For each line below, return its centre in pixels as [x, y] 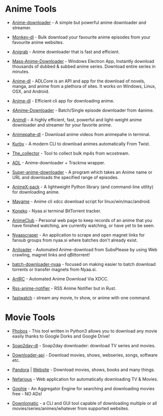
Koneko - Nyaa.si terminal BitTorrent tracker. [56, 211]
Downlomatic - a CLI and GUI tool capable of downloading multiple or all [84, 403]
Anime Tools [31, 9]
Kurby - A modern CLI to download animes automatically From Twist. [81, 144]
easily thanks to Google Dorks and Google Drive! [61, 336]
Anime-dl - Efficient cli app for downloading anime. [63, 100]
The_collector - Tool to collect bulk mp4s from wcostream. [71, 153]
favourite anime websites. [38, 42]
